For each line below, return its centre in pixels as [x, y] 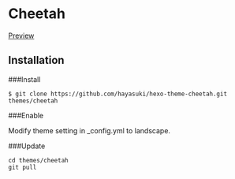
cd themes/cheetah [38, 160]
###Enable [26, 115]
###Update [27, 146]
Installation [36, 60]
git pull [22, 167]
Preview [21, 35]
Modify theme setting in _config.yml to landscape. [90, 130]
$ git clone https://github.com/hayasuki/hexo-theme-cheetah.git [117, 94]
